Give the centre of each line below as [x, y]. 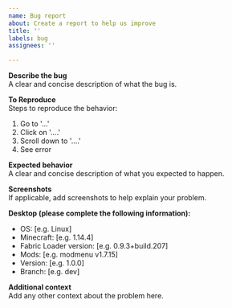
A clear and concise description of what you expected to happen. [116, 174]
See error [36, 150]
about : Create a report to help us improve [82, 23]
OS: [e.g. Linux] [46, 229]
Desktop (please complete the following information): [100, 213]
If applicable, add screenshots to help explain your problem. [108, 198]
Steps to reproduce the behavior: [63, 109]
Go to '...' [35, 124]
